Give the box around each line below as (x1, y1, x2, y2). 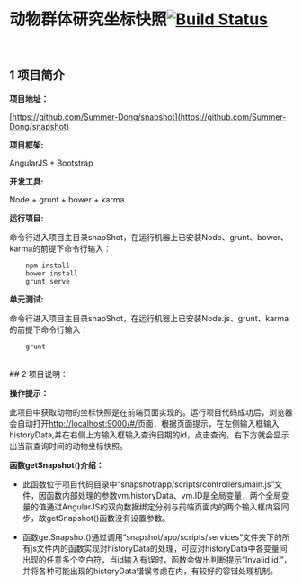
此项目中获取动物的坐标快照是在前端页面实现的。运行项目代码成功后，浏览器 (9, 407, 293, 418)
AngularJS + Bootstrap (9, 157, 93, 168)
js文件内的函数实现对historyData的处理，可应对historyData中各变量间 (30, 543, 288, 553)
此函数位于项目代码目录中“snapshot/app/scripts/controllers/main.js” (22, 479, 275, 490)
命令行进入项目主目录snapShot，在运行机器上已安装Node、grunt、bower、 (9, 231, 289, 242)
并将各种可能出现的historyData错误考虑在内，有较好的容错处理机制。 (22, 565, 279, 576)
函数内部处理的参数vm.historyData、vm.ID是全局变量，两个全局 (46, 490, 281, 500)
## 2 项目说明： (9, 368, 69, 379)
